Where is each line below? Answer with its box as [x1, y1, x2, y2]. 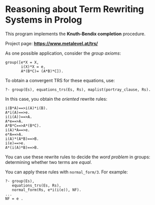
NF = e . [5, 196, 23, 201]
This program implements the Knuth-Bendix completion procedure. [5, 31, 146, 37]
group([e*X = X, [5, 60, 39, 65]
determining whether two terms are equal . [5, 159, 92, 165]
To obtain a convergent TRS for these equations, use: [5, 77, 115, 83]
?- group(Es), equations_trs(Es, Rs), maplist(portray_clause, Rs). [5, 87, 151, 92]
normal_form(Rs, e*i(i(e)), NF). [11, 187, 81, 192]
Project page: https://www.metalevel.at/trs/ [5, 40, 98, 46]
